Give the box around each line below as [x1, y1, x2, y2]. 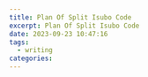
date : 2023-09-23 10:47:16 [9, 29, 108, 38]
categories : [9, 54, 53, 63]
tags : [9, 37, 29, 47]
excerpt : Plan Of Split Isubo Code [9, 21, 140, 30]
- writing [17, 46, 53, 55]
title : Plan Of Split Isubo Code [9, 12, 132, 22]
